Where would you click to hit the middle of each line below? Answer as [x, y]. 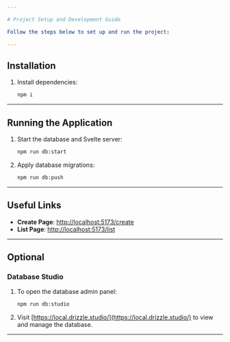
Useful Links [34, 206]
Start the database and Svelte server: [69, 139]
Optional [26, 257]
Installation [31, 66]
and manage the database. [55, 325]
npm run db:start [42, 152]
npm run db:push [40, 177]
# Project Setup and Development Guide [64, 19]
